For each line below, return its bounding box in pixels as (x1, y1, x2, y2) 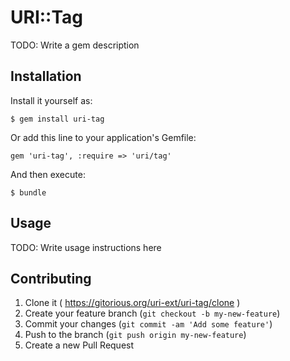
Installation (10, 68, 82, 85)
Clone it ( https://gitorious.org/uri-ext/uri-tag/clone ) (24, 297, 241, 309)
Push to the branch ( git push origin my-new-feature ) (24, 329, 247, 341)
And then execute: (10, 168, 86, 180)
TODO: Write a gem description (10, 39, 140, 51)
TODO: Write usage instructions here (10, 241, 162, 253)
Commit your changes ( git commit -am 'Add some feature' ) (24, 318, 273, 330)
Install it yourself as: (10, 94, 93, 106)
